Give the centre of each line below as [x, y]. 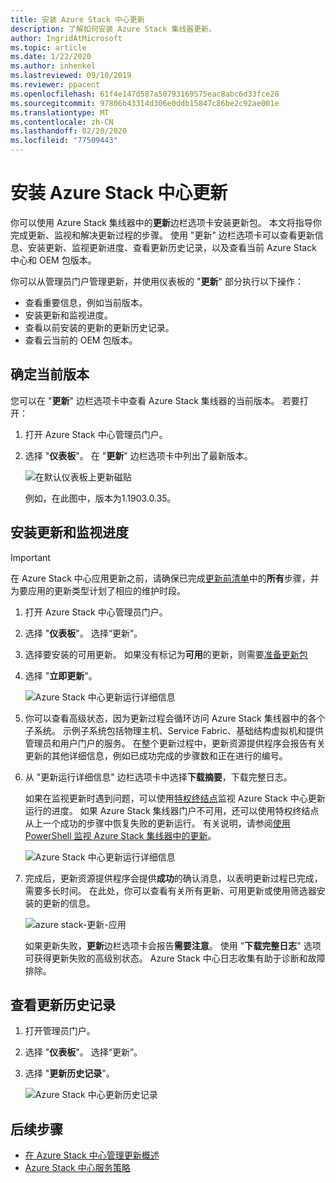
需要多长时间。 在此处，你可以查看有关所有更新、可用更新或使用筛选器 [170, 890]
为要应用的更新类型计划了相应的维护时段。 [98, 590]
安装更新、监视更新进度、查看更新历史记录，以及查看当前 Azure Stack [172, 247]
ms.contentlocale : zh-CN [62, 122]
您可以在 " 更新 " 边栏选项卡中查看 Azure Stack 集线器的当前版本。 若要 [155, 400]
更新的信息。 [69, 903]
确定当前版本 [50, 374]
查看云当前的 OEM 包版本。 [81, 340]
